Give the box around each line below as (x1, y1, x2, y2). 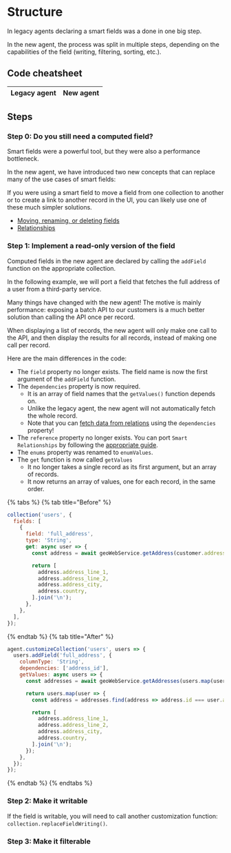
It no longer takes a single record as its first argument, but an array (27, 462, 217, 471)
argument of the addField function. (16, 375, 116, 383)
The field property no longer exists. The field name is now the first (16, 367, 208, 376)
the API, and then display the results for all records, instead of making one (7, 333, 217, 342)
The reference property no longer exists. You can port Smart (16, 433, 188, 442)
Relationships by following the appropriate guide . (16, 440, 158, 449)
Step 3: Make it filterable (7, 836, 91, 846)
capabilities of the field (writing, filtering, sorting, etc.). (7, 48, 162, 56)
